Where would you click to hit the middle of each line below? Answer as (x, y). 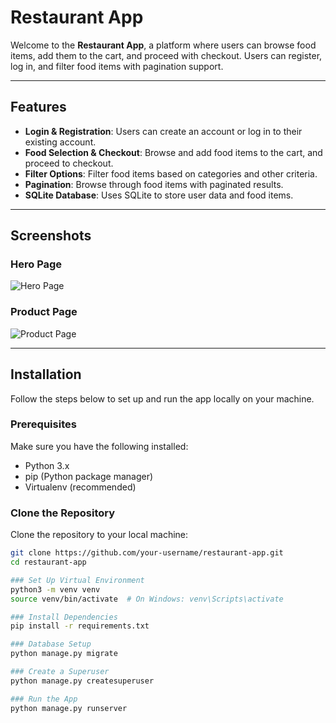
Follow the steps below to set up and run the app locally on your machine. (162, 398)
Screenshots (51, 236)
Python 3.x (47, 465)
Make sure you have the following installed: (99, 446)
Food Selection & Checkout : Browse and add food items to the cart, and (173, 152)
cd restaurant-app (48, 562)
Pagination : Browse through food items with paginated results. (154, 184)
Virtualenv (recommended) (80, 487)
